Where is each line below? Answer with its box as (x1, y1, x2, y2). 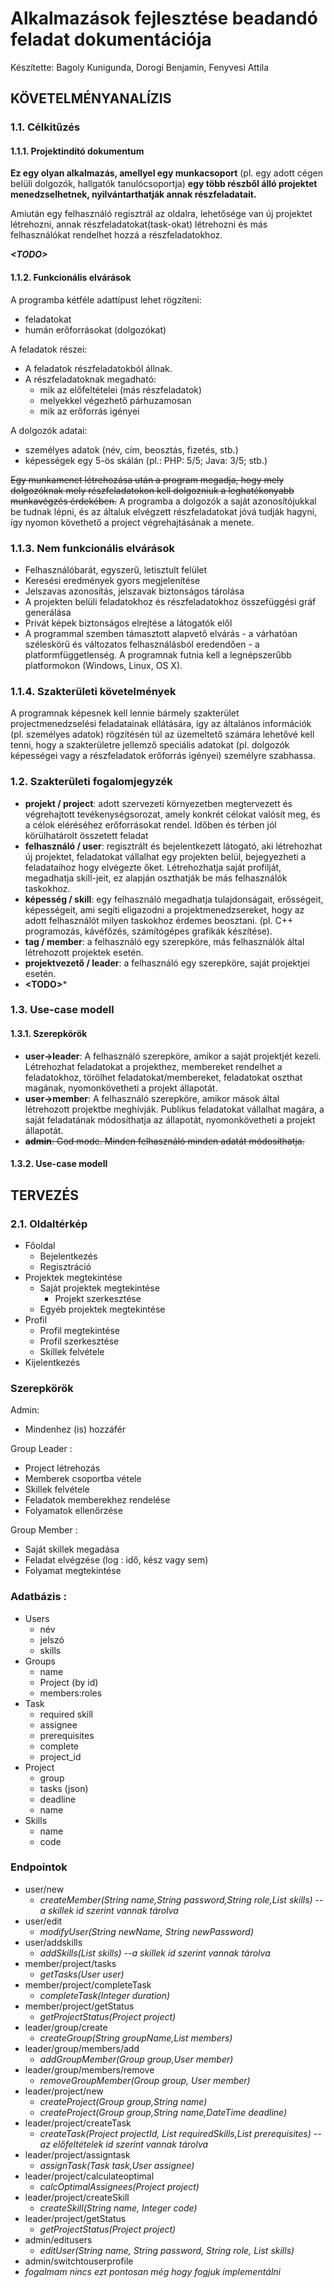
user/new (24, 1883, 65, 1895)
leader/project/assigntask (24, 2148, 131, 2161)
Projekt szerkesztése (54, 1292, 142, 1304)
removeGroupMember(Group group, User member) (39, 2074, 251, 2086)
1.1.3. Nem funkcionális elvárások (10, 541, 176, 555)
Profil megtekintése (39, 1324, 120, 1336)
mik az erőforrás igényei (39, 405, 140, 417)
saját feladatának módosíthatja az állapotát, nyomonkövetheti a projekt (24, 1113, 316, 1126)
